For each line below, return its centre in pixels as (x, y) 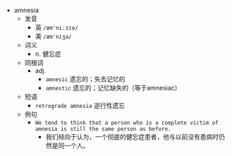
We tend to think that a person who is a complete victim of (127, 123)
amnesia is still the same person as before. (103, 129)
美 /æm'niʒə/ (53, 36)
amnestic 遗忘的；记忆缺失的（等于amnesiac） (113, 88)
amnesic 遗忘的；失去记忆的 (85, 79)
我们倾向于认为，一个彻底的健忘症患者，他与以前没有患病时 (132, 137)
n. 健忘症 (48, 54)
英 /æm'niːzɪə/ (57, 27)
